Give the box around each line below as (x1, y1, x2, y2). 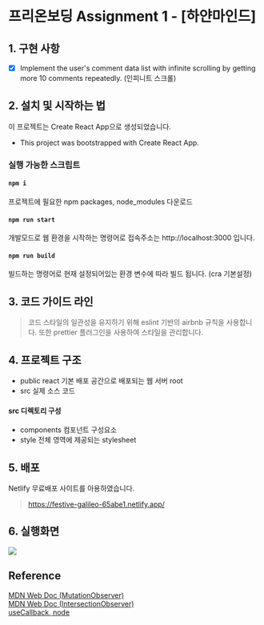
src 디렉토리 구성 (8, 406, 62, 415)
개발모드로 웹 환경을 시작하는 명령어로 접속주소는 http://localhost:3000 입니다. (8, 233, 255, 242)
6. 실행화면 (8, 525, 60, 539)
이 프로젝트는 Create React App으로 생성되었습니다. (8, 122, 172, 131)
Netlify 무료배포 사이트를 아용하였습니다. (8, 483, 135, 493)
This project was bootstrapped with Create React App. (19, 138, 200, 147)
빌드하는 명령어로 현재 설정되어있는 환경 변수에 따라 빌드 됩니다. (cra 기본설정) (8, 269, 252, 278)
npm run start (8, 215, 56, 224)
